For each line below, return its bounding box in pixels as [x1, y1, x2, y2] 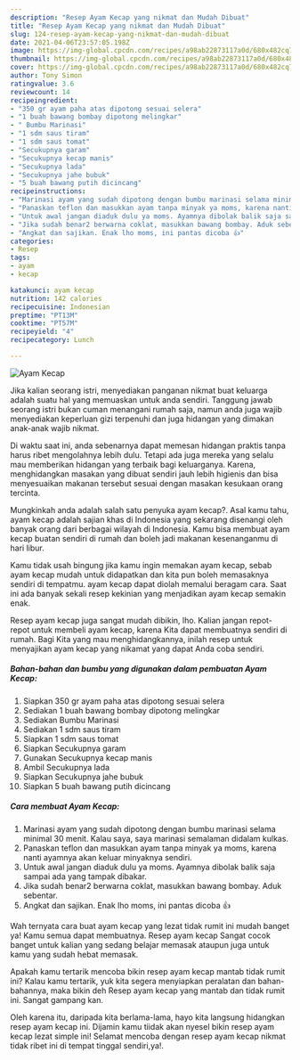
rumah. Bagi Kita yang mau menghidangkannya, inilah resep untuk [10, 633, 253, 644]
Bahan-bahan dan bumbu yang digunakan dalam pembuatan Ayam [10, 664, 268, 674]
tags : [10, 253, 30, 263]
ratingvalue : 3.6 [10, 79, 75, 88]
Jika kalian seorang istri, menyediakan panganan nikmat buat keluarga [10, 385, 268, 395]
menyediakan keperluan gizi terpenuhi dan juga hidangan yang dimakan [10, 413, 274, 424]
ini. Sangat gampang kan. [10, 994, 104, 1005]
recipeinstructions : [10, 187, 87, 196]
